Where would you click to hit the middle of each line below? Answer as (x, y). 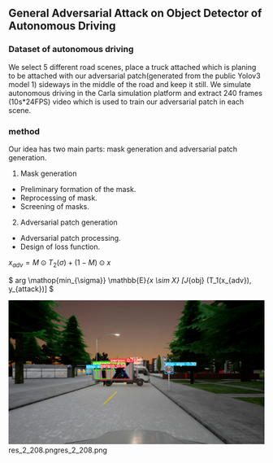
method (24, 131)
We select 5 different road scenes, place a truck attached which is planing (132, 67)
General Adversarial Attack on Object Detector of (135, 13)
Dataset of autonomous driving (71, 50)
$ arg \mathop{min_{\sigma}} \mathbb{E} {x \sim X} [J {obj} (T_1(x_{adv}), (130, 280)
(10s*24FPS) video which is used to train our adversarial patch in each (126, 102)
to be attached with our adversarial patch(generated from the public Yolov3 (135, 76)
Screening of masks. (54, 206)
